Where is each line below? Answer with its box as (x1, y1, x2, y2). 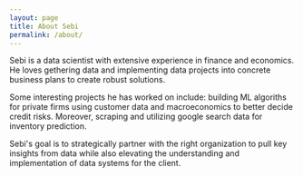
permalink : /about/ (9, 30, 83, 39)
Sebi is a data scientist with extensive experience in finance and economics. (9, 55, 295, 66)
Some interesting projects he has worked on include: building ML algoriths (9, 92, 288, 103)
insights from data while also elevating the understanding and (9, 148, 240, 159)
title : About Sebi (9, 22, 79, 31)
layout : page (9, 13, 59, 23)
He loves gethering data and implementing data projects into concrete (9, 64, 271, 75)
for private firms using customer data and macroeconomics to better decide (9, 102, 293, 113)
